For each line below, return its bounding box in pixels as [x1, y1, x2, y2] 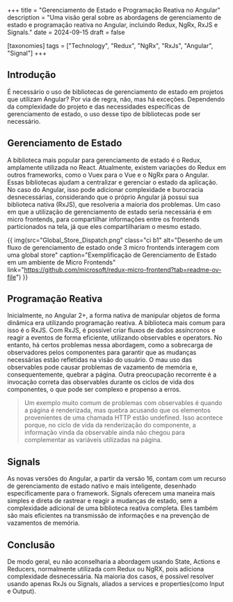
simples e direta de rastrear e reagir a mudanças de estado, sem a [7, 497, 198, 505]
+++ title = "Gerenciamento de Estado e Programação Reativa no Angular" [7, 6, 220, 14]
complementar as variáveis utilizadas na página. [24, 436, 162, 444]
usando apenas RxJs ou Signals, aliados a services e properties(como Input [7, 580, 225, 588]
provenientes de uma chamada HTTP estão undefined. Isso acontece [24, 413, 223, 422]
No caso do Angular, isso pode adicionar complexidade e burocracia [7, 185, 204, 193]
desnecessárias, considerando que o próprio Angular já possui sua [7, 193, 200, 201]
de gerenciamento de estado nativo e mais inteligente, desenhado [7, 482, 197, 490]
